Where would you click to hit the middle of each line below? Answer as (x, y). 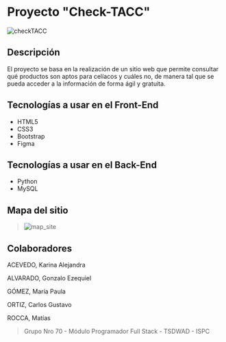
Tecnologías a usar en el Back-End (82, 165)
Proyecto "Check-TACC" (79, 12)
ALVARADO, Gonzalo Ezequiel (49, 278)
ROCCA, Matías (29, 318)
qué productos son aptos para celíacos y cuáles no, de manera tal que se (111, 76)
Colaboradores (40, 248)
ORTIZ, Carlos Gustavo (39, 305)
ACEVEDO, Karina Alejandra (46, 265)
